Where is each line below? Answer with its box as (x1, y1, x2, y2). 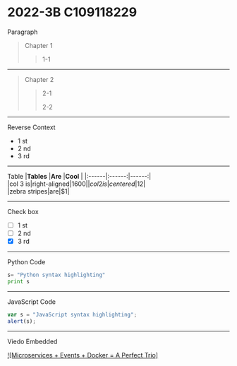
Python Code (7, 258, 46, 266)
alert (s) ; (7, 317, 37, 325)
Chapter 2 (24, 75, 54, 83)
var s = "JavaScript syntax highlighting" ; (7, 311, 138, 318)
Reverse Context (7, 123, 56, 131)
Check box (7, 207, 39, 216)
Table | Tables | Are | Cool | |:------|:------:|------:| (7, 172, 152, 180)
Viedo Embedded (7, 337, 58, 346)
